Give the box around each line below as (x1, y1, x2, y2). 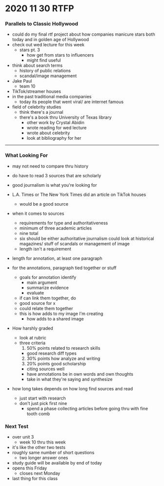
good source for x (19, 300, 56, 306)
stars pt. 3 (19, 47, 40, 53)
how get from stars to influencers (26, 52, 94, 58)
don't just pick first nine (19, 400, 67, 406)
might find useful (26, 57, 61, 63)
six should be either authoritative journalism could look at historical (19, 235, 154, 241)
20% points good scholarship (26, 360, 86, 366)
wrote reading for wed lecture (26, 125, 87, 131)
